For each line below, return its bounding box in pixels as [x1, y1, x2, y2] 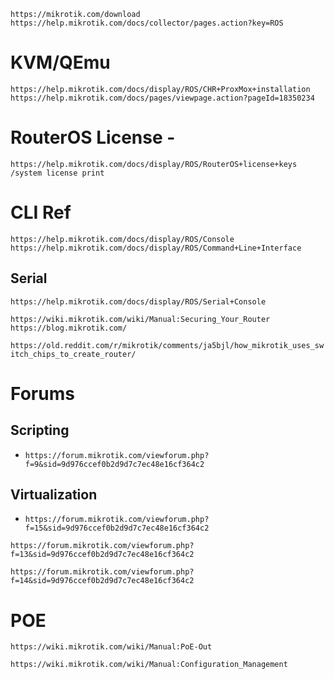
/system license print [10, 168, 105, 178]
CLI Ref [10, 201, 72, 224]
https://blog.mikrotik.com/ [10, 323, 128, 333]
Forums [10, 382, 75, 405]
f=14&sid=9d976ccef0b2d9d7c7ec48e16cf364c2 [10, 576, 195, 586]
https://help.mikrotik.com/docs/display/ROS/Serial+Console [10, 296, 267, 307]
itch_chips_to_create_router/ [10, 349, 137, 359]
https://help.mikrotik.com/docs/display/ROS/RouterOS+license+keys [10, 159, 298, 169]
